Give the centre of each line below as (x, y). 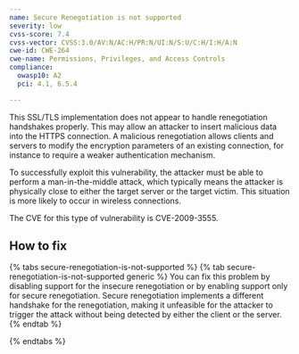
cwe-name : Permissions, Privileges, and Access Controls (117, 59)
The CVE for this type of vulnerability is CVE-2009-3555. (114, 218)
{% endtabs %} (37, 342)
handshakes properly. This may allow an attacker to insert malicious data (143, 127)
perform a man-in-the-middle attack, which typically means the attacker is (146, 181)
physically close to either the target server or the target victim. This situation (149, 191)
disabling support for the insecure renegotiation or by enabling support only (149, 286)
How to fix (38, 246)
